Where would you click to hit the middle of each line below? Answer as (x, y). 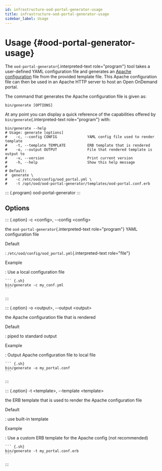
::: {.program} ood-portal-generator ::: (43, 193)
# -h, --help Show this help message (70, 163)
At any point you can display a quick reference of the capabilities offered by (81, 114)
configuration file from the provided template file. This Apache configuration (81, 77)
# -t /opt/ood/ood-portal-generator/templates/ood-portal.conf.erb (78, 184)
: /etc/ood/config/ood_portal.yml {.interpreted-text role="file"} (68, 253)
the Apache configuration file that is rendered (50, 317)
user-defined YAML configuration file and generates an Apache (68, 71)
